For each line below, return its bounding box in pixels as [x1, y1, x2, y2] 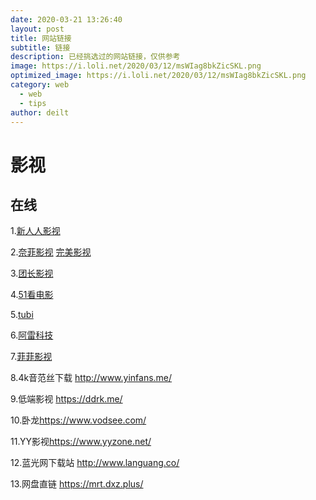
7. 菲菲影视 [10, 351, 53, 363]
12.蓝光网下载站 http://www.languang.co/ [10, 457, 180, 469]
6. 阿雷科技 [10, 329, 54, 341]
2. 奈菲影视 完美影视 [10, 246, 92, 258]
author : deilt [10, 107, 70, 118]
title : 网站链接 [10, 33, 72, 43]
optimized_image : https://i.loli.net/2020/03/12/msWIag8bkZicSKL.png [10, 71, 307, 81]
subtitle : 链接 [10, 42, 71, 53]
